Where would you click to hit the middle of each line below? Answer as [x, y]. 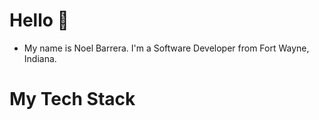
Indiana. [40, 58]
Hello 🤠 [39, 20]
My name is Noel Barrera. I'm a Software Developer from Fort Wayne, [166, 48]
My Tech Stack [72, 99]
